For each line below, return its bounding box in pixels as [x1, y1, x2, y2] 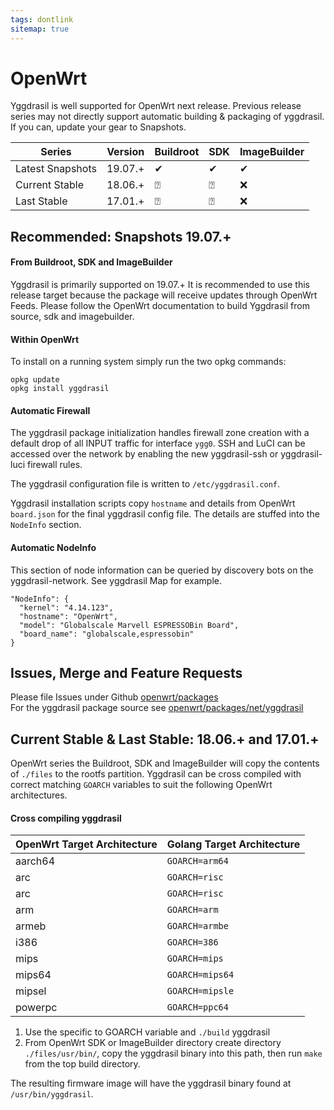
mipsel [15, 984, 47, 998]
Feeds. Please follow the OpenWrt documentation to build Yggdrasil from [10, 300, 310, 312]
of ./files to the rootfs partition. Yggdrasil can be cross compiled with [10, 768, 302, 780]
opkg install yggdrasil [10, 384, 110, 394]
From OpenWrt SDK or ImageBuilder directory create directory [24, 1037, 282, 1049]
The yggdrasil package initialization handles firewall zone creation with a [10, 427, 310, 439]
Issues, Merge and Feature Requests [10, 665, 243, 682]
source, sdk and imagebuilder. [10, 311, 135, 323]
